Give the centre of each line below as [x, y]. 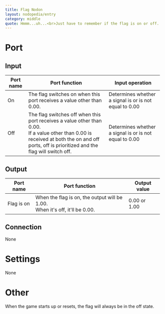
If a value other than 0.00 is [60, 133]
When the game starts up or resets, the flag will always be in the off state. [80, 306]
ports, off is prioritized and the [63, 145]
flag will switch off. [50, 152]
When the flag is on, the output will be [79, 198]
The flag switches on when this [64, 94]
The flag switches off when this [65, 115]
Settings [23, 259]
